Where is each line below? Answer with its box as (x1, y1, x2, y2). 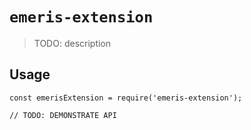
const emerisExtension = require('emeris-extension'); (9, 93, 243, 103)
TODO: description (33, 37, 112, 49)
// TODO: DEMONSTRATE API (9, 110, 117, 120)
